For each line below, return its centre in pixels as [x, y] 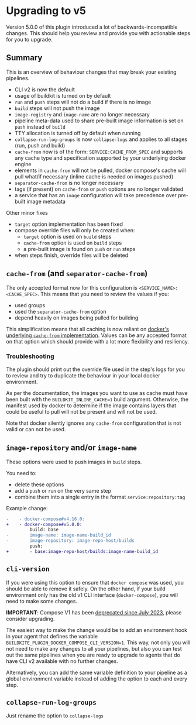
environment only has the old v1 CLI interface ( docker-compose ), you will [92, 595]
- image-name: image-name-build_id [59, 535]
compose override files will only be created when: [75, 230]
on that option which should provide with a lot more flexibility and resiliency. [97, 341]
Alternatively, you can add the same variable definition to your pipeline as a [97, 672]
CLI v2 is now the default [44, 90]
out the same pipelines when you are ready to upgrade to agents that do [93, 655]
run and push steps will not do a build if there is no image [83, 102]
